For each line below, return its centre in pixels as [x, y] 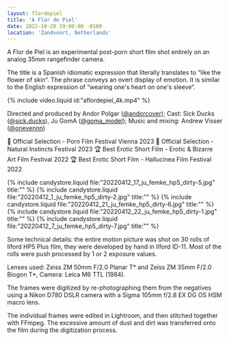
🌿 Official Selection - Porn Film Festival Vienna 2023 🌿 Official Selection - [110, 142]
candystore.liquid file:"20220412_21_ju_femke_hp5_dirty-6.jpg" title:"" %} [110, 204]
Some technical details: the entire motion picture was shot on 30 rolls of [108, 240]
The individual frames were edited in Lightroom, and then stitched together [113, 316]
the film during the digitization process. [62, 330]
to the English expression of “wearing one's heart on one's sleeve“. [102, 87]
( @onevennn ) [26, 128]
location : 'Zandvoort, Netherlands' [59, 33]
